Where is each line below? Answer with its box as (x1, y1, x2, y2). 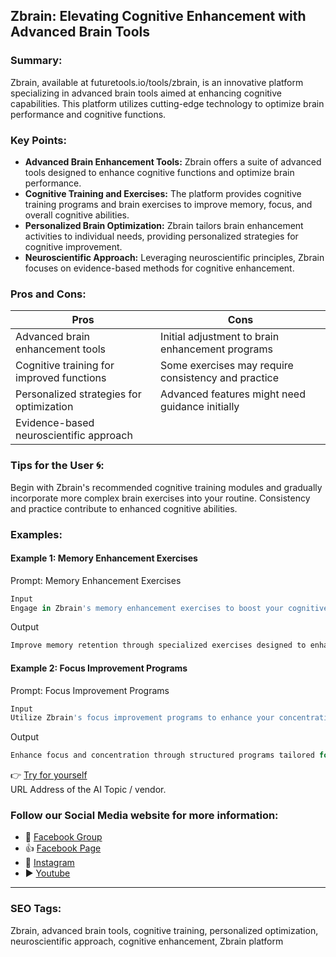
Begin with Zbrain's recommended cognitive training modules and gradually (10, 481, 323, 493)
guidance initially (160, 400, 240, 414)
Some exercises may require (160, 359, 294, 373)
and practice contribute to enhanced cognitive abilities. (10, 502, 238, 514)
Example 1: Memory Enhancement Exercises (10, 552, 198, 564)
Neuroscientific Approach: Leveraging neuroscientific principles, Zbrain (24, 251, 325, 263)
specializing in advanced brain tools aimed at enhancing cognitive (10, 87, 282, 99)
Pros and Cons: (10, 287, 87, 301)
